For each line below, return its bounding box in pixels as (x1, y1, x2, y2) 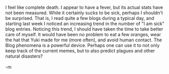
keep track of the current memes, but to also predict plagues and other (5, 48, 155, 54)
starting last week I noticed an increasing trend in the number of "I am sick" (5, 20, 165, 27)
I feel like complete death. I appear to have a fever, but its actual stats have (5, 5, 163, 10)
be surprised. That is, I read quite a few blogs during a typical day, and (5, 15, 155, 21)
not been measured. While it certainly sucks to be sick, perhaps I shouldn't (5, 10, 163, 16)
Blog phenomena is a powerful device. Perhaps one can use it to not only (5, 42, 160, 48)
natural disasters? (5, 53, 43, 59)
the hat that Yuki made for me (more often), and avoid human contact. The (5, 37, 162, 43)
